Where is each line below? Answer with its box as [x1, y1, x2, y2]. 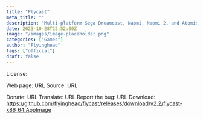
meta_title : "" [6, 14, 45, 20]
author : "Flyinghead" [6, 43, 61, 49]
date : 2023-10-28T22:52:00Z [6, 25, 77, 32]
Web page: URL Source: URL [6, 82, 78, 89]
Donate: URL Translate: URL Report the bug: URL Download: [6, 93, 156, 100]
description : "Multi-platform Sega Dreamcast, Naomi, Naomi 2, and [6, 20, 180, 26]
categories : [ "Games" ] [6, 37, 63, 43]
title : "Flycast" [6, 8, 50, 15]
